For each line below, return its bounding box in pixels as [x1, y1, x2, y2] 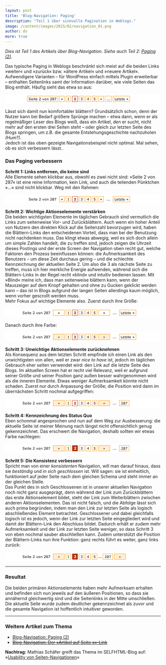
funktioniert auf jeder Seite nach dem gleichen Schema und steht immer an [5, 473, 158, 480]
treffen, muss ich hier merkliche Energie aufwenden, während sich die [5, 266, 148, 272]
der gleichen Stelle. [5, 479, 44, 485]
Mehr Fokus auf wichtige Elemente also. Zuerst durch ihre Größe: [5, 298, 138, 304]
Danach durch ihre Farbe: [5, 322, 57, 328]
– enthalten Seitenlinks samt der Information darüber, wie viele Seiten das [5, 79, 155, 85]
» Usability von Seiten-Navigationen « [5, 654, 80, 660]
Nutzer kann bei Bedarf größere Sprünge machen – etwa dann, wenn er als [5, 114, 158, 119]
